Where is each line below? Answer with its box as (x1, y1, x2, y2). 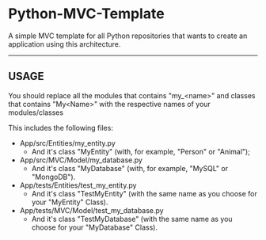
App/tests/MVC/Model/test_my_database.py (19, 205, 164, 215)
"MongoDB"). (31, 172, 76, 181)
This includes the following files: (8, 123, 113, 132)
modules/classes (8, 108, 64, 117)
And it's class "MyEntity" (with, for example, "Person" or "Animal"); (31, 147, 251, 156)
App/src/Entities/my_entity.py (19, 138, 116, 147)
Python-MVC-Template (8, 5, 165, 23)
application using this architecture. (8, 39, 121, 48)
